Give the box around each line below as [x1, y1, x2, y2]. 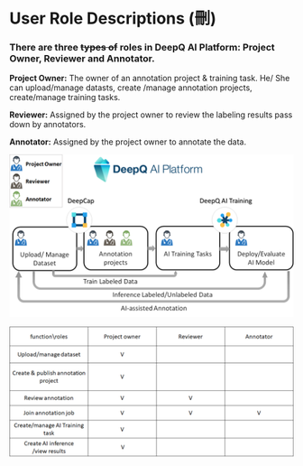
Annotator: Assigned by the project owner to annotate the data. [9, 136, 246, 147]
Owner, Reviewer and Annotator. [9, 52, 155, 65]
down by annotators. [9, 119, 87, 130]
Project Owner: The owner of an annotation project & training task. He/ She [9, 73, 290, 84]
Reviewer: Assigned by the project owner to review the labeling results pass [9, 109, 293, 120]
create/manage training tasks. [9, 92, 121, 103]
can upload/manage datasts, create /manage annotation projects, [9, 82, 252, 93]
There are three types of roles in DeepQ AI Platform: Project [9, 42, 275, 54]
